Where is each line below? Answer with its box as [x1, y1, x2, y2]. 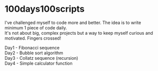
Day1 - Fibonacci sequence [4, 45, 60, 50]
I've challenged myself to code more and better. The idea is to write [4, 20, 141, 25]
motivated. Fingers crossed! [4, 35, 61, 41]
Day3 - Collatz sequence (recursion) [4, 55, 79, 61]
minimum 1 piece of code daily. [4, 24, 67, 30]
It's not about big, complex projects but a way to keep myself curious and [4, 30, 153, 36]
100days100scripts [4, 3, 85, 15]
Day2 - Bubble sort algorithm [4, 50, 63, 56]
